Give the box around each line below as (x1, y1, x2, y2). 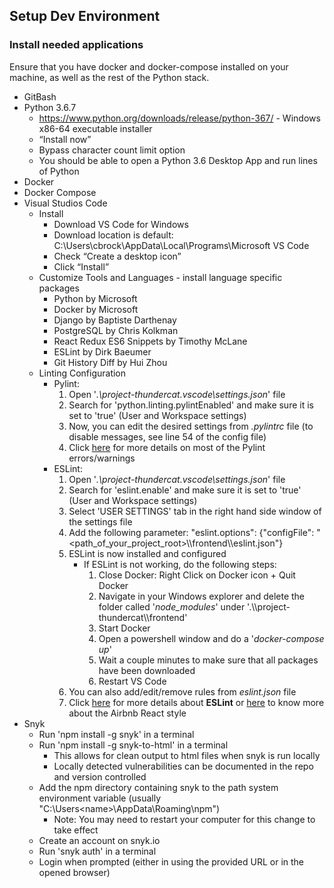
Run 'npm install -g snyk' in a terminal (38, 728, 195, 740)
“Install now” (38, 133, 92, 145)
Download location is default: (53, 229, 174, 241)
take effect (53, 824, 99, 836)
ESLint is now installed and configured (68, 547, 227, 559)
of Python (38, 165, 80, 177)
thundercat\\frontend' (98, 611, 188, 623)
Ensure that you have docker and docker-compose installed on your (9, 60, 289, 73)
